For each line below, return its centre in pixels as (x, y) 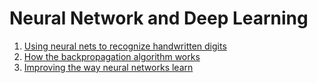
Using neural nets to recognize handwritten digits (125, 46)
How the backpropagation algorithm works (112, 56)
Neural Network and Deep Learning (159, 18)
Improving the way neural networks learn (108, 67)
